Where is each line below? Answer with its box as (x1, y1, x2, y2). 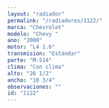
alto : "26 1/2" (7, 70, 52, 77)
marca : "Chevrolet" (7, 23, 65, 31)
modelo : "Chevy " (7, 30, 59, 38)
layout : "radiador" (7, 10, 65, 18)
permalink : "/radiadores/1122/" (7, 17, 103, 24)
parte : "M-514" (7, 57, 52, 64)
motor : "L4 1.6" (7, 43, 55, 50)
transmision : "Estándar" (7, 50, 81, 58)
